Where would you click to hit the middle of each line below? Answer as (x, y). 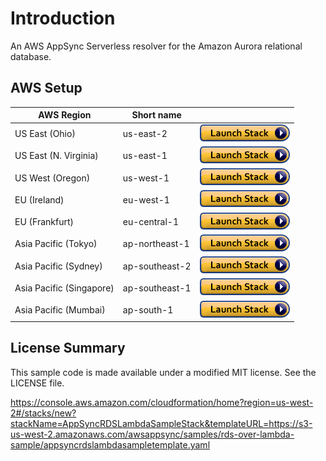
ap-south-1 (148, 310)
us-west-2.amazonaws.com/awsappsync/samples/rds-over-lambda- (152, 434)
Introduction (63, 18)
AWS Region (65, 115)
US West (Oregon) (52, 178)
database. (31, 56)
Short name (156, 115)
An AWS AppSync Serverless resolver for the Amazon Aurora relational (156, 46)
